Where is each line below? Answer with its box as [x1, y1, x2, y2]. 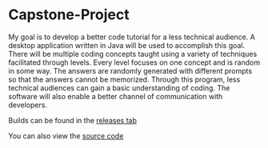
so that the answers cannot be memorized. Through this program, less [8, 74, 241, 84]
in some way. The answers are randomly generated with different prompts [8, 66, 253, 75]
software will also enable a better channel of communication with [8, 91, 223, 101]
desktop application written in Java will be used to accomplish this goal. [8, 40, 246, 50]
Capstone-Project [8, 6, 130, 24]
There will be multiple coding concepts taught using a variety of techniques [8, 49, 258, 58]
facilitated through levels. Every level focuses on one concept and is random [8, 58, 261, 67]
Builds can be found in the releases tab [8, 115, 138, 125]
